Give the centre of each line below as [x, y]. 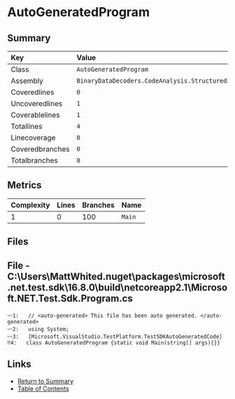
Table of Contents [43, 388]
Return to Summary [45, 381]
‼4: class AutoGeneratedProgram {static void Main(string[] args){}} [114, 343]
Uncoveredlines [37, 104]
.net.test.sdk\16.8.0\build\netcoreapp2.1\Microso [117, 287]
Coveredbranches [40, 149]
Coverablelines [35, 115]
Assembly [27, 81]
